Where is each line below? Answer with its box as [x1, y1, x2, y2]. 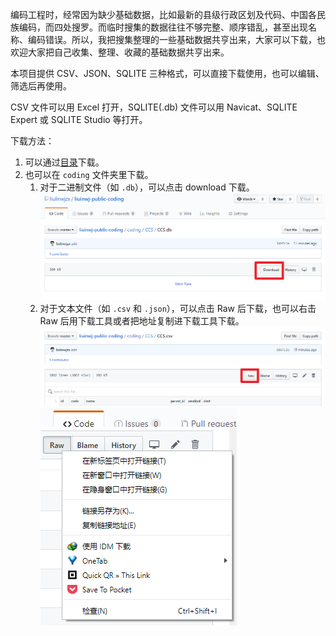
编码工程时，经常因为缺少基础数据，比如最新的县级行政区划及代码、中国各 [10, 9, 317, 20]
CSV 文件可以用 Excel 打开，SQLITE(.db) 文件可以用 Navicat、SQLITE [10, 101, 298, 113]
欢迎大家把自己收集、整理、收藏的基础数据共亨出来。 [10, 46, 230, 58]
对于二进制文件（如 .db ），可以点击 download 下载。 [39, 181, 255, 193]
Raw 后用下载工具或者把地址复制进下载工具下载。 [39, 314, 245, 327]
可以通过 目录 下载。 [24, 156, 105, 168]
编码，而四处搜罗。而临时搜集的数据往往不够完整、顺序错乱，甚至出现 [18, 21, 308, 33]
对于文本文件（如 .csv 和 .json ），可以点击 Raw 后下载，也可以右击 [39, 302, 317, 314]
